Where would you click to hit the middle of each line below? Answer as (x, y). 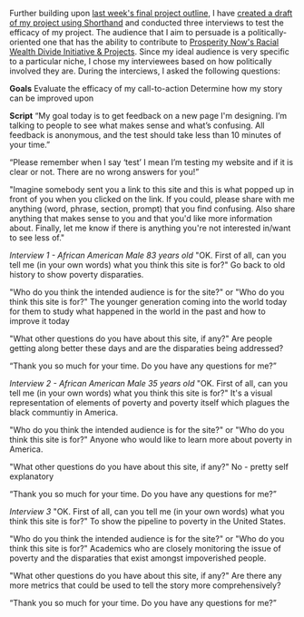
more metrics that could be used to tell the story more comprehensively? (145, 585)
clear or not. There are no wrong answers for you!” (104, 172)
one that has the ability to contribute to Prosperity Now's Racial (161, 42)
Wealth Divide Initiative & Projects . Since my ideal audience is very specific (150, 52)
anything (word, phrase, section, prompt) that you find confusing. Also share (152, 209)
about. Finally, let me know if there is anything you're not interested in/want (150, 228)
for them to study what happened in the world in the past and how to (137, 311)
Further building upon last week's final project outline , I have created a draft (151, 13)
